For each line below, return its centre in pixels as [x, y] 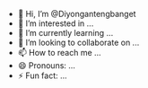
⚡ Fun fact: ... [42, 75]
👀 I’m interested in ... [56, 23]
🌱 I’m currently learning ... [65, 33]
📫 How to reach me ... [59, 53]
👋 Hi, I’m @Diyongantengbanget [77, 14]
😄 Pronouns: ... [47, 66]
